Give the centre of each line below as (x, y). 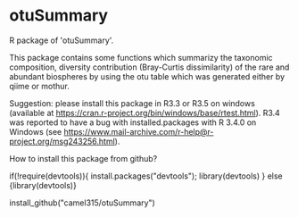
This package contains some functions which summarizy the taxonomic (141, 57)
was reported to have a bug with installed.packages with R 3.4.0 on (133, 122)
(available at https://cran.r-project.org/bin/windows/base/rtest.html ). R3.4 (145, 113)
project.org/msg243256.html (62, 141)
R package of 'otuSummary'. (62, 40)
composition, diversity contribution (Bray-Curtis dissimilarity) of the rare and (149, 67)
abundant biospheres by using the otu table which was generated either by (147, 76)
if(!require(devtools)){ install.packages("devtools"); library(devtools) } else (146, 176)
